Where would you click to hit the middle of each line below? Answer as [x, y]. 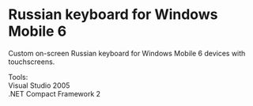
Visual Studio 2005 [39, 85]
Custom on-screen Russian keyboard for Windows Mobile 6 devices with [127, 53]
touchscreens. [32, 62]
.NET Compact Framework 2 [55, 93]
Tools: [18, 77]
